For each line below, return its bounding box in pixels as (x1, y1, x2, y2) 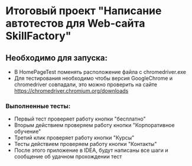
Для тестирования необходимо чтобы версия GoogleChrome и (14, 75, 173, 82)
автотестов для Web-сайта (5, 17, 145, 30)
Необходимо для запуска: (5, 53, 108, 63)
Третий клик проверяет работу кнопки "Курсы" (14, 134, 135, 141)
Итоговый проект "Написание (5, 4, 162, 18)
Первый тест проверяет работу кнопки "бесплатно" (14, 115, 146, 122)
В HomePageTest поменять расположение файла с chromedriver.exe (14, 69, 187, 75)
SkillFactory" (5, 30, 71, 43)
